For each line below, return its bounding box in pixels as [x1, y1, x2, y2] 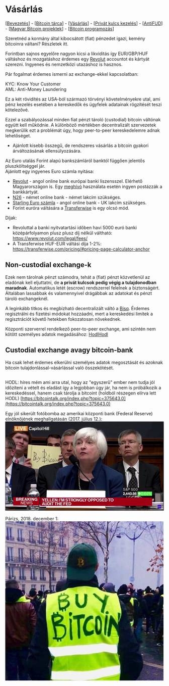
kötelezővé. [5, 107, 29, 113]
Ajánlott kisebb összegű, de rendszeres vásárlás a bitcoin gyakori [12, 142, 149, 149]
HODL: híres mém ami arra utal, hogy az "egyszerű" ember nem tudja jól [5, 379, 155, 385]
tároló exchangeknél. [5, 296, 49, 302]
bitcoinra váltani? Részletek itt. [5, 40, 69, 46]
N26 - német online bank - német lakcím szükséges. [12, 194, 122, 200]
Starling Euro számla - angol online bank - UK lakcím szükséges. [12, 200, 147, 206]
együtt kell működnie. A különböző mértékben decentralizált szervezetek [5, 122, 156, 128]
